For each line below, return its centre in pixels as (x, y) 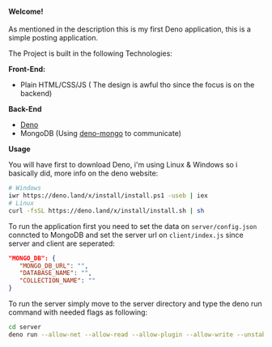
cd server (25, 328)
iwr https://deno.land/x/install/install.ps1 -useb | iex (108, 196)
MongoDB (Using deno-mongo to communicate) (101, 133)
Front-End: (27, 70)
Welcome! (26, 11)
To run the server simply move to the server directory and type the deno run (136, 304)
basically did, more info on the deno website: (83, 173)
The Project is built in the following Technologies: (90, 53)
